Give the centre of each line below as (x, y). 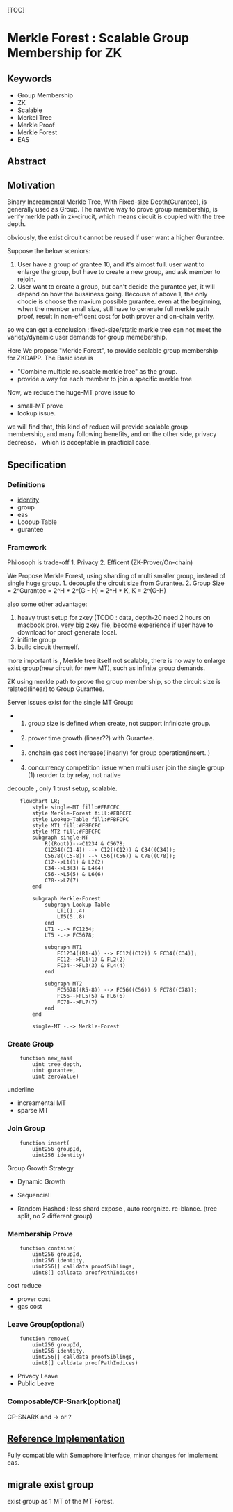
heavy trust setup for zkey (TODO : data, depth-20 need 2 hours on (114, 618)
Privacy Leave (38, 1376)
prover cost (34, 1299)
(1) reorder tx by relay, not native (74, 775)
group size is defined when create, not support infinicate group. (119, 724)
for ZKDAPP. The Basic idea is (50, 358)
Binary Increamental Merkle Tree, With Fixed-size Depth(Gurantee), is (107, 202)
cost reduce (24, 1286)
